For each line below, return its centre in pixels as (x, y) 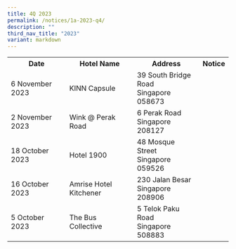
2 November (32, 117)
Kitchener (85, 193)
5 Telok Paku (158, 209)
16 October (30, 184)
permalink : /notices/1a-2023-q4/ (56, 20)
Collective (86, 226)
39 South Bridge (164, 75)
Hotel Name (100, 64)
